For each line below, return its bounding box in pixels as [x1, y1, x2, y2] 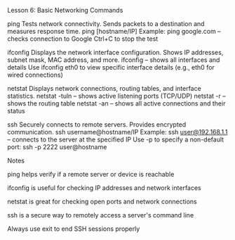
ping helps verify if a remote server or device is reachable [7, 170, 175, 178]
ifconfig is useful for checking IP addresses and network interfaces [7, 184, 201, 192]
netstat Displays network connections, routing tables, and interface [7, 84, 201, 92]
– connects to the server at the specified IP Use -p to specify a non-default [7, 135, 224, 144]
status [7, 107, 26, 115]
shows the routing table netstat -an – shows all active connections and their [7, 99, 226, 108]
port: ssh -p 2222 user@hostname [7, 143, 107, 151]
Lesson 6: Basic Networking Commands [7, 6, 123, 14]
